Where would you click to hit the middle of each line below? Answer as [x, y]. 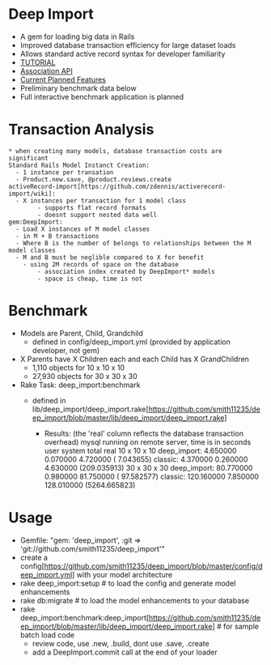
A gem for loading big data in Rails [77, 36]
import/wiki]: [32, 194]
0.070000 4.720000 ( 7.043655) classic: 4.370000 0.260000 [146, 459]
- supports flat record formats [92, 207]
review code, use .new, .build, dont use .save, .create [121, 643]
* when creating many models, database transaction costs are [115, 151]
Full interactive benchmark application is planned [102, 96]
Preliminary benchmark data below [78, 88]
